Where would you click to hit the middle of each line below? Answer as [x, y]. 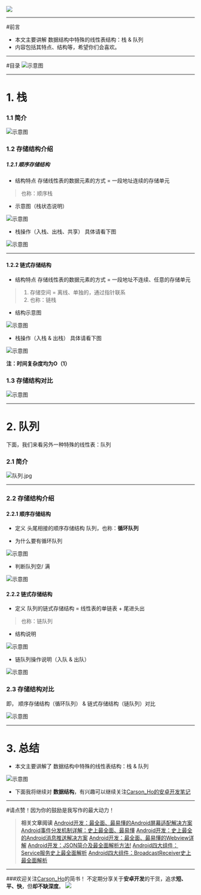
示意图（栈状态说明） [41, 206]
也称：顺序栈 [36, 193]
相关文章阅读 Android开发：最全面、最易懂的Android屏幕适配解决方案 [106, 822]
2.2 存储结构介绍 [31, 498]
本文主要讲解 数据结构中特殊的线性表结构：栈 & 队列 [79, 40]
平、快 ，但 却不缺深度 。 [35, 886]
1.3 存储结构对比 [30, 380]
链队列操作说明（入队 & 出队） [52, 659]
